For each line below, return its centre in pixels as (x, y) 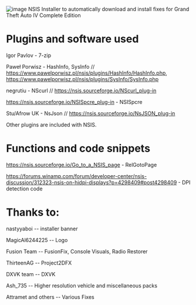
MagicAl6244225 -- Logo (37, 240)
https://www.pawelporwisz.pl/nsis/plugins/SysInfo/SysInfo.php (82, 79)
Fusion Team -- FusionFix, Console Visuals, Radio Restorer (77, 251)
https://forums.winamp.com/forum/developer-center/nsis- (77, 176)
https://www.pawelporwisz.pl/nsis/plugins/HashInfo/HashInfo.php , (87, 73)
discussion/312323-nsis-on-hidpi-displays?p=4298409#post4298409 (92, 182)
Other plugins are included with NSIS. (51, 125)
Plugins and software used (72, 39)
